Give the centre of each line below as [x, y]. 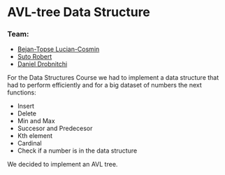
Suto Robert [35, 57]
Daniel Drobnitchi [42, 64]
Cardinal [29, 143]
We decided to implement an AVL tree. [63, 164]
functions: [22, 92]
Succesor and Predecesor [55, 128]
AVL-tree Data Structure [79, 12]
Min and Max [36, 121]
